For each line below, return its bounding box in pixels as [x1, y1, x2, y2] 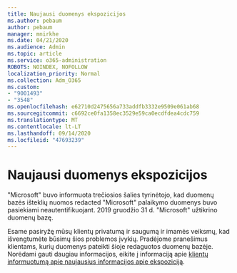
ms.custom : [7, 83, 40, 91]
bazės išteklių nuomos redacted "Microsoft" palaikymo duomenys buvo [7, 198, 218, 207]
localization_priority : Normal [7, 70, 101, 77]
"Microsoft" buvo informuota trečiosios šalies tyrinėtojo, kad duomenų [7, 190, 214, 200]
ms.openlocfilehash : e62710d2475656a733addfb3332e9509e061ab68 [7, 103, 200, 110]
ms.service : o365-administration [7, 57, 107, 64]
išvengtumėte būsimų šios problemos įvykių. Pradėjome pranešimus [7, 235, 208, 243]
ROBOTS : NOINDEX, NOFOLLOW [7, 63, 88, 71]
